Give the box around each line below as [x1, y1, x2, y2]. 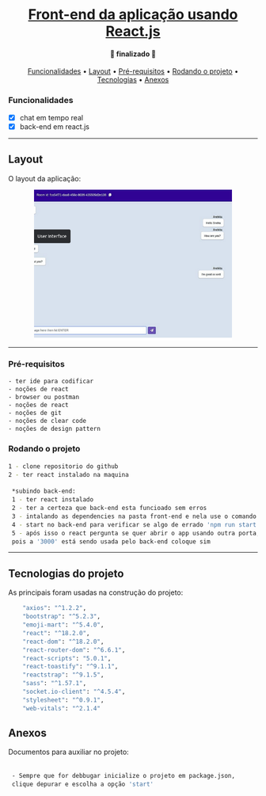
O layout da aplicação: [8, 173, 82, 183]
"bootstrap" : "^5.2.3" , [22, 612, 101, 621]
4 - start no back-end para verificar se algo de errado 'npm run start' [11, 520, 260, 528]
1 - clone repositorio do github [8, 462, 119, 470]
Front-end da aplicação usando [28, 6, 238, 24]
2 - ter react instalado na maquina [8, 470, 129, 478]
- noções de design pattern [8, 425, 101, 433]
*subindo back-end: [11, 487, 77, 496]
